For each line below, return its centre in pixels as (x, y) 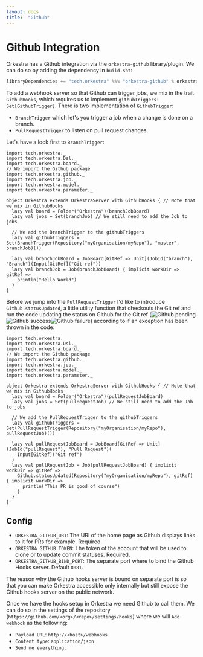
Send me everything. (41, 648)
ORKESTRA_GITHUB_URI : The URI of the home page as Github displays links (105, 536)
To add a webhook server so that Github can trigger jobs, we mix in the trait (100, 93)
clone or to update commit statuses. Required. (72, 555)
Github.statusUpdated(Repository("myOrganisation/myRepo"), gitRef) (105, 476)
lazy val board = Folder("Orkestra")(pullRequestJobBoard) (88, 397)
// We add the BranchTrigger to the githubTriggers (78, 232)
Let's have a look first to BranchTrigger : (55, 142)
